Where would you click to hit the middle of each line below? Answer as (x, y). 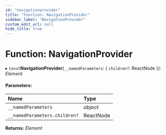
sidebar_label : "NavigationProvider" (45, 19)
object (91, 107)
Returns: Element (24, 128)
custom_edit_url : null (29, 24)
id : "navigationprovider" (33, 10)
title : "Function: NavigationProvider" (48, 15)
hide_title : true (24, 29)
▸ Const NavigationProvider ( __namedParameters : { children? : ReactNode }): (83, 68)
